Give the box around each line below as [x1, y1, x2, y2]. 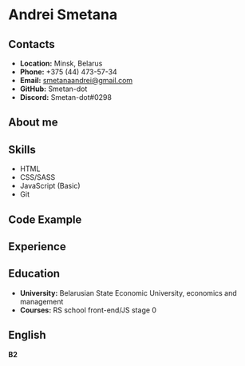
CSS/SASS [19, 173, 56, 182]
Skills [8, 142, 36, 157]
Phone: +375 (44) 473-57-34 [19, 67, 117, 77]
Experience [8, 240, 66, 253]
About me [8, 116, 58, 129]
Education [8, 267, 61, 280]
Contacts [8, 38, 56, 51]
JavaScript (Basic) [19, 181, 81, 191]
